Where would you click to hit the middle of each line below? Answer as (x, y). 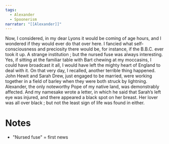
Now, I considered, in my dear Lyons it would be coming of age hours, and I (83, 38)
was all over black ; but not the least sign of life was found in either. (75, 103)
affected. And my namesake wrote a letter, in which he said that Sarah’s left (83, 92)
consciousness (21, 49)
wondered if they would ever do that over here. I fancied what (69, 44)
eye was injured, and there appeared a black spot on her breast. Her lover (82, 98)
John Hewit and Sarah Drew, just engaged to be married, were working (79, 76)
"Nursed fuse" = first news (40, 137)
